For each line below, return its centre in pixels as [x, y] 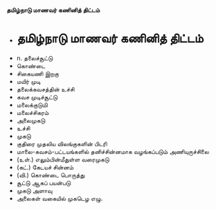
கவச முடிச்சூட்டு [37, 97]
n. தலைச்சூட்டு [35, 58]
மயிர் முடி [28, 81]
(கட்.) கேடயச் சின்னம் [45, 167]
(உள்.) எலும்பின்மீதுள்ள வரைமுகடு [63, 159]
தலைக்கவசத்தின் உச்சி [45, 89]
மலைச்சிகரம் [33, 112]
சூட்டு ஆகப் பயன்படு [44, 182]
